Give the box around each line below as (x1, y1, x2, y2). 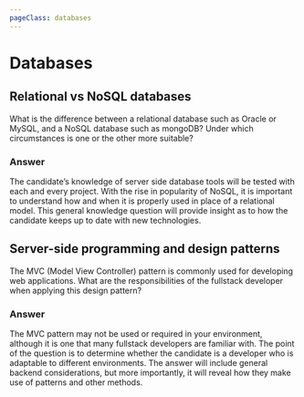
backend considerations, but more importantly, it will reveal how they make (9, 367, 292, 379)
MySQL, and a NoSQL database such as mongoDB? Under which (9, 122, 254, 133)
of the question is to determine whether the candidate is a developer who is (9, 348, 294, 359)
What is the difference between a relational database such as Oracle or (9, 113, 277, 124)
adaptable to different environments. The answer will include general (9, 358, 268, 369)
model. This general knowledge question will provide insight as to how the (9, 204, 288, 215)
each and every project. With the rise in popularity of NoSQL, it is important (9, 185, 293, 196)
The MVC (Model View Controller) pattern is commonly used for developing (9, 266, 294, 277)
